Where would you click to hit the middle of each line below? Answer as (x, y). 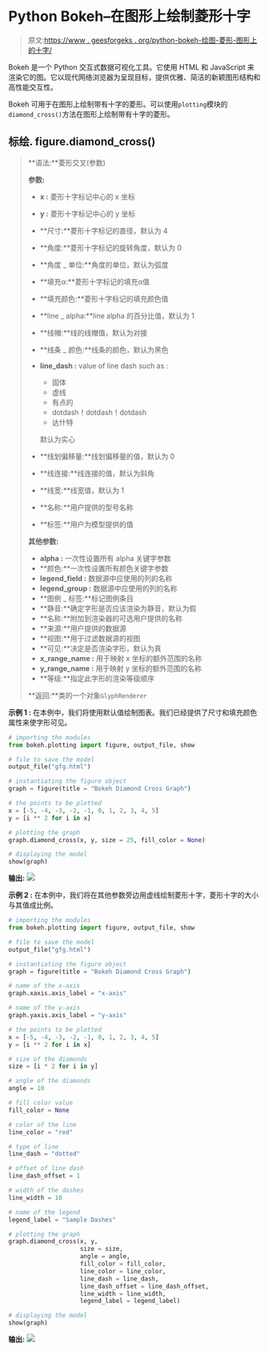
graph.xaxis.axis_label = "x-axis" (68, 993)
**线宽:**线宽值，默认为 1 (82, 490)
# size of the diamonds (48, 1059)
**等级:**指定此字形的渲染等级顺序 (97, 678)
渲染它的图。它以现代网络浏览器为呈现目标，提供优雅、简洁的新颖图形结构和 (134, 77)
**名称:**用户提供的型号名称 (86, 507)
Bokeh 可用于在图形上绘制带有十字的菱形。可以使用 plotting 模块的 (118, 104)
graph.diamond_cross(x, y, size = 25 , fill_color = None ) (107, 840)
